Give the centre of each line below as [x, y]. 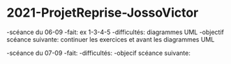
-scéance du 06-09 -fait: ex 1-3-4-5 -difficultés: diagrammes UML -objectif [115, 32]
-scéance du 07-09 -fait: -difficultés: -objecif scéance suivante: [99, 53]
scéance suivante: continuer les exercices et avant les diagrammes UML [111, 39]
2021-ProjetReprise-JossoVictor [103, 13]
